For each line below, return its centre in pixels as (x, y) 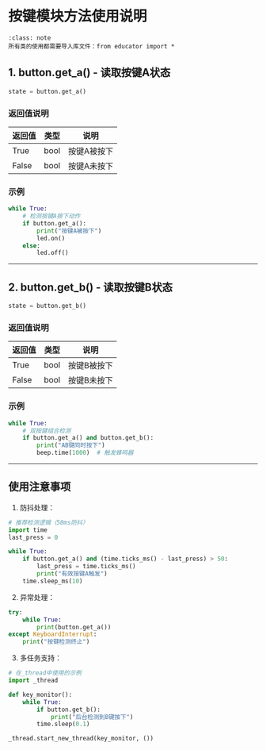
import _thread (33, 681)
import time (28, 530)
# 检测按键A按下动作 (51, 216)
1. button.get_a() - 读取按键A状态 (89, 73)
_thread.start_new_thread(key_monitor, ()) (81, 739)
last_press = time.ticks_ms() (86, 567)
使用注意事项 (40, 487)
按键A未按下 (90, 166)
